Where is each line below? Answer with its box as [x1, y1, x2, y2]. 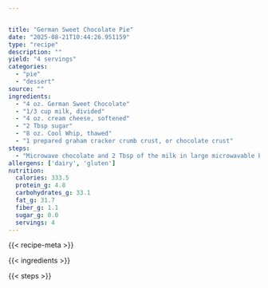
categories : [8, 63, 48, 71]
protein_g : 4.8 [15, 181, 66, 190]
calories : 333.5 [15, 174, 69, 182]
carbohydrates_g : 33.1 [15, 189, 91, 197]
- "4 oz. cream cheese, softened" [15, 115, 130, 123]
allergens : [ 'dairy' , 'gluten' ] [8, 159, 116, 168]
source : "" [8, 85, 45, 93]
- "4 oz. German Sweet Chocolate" [15, 100, 130, 108]
